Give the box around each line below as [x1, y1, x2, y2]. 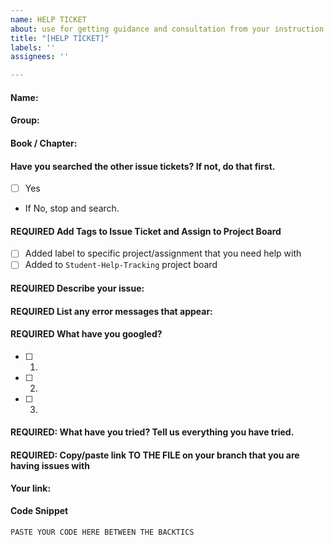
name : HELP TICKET [10, 14, 87, 25]
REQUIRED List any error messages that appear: [10, 305, 213, 317]
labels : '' [10, 42, 56, 53]
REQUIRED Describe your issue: [10, 282, 145, 295]
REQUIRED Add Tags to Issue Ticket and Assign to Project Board [10, 225, 282, 237]
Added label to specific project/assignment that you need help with [24, 247, 302, 260]
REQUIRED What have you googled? [10, 328, 163, 340]
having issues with [10, 460, 90, 472]
